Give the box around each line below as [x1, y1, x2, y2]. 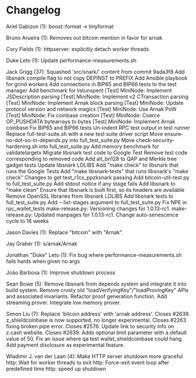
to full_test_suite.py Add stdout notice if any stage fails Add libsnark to [6, 180, 176, 187]
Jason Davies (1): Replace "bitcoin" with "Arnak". [6, 229, 123, 236]
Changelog [6, 4, 61, 17]
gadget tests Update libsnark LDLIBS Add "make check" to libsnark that [6, 161, 179, 169]
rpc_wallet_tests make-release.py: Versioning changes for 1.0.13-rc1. [6, 205, 171, 212]
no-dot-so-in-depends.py [6, 136, 68, 143]
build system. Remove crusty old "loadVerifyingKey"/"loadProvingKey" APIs [6, 286, 189, 293]
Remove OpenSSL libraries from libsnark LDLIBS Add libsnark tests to [6, 193, 174, 200]
